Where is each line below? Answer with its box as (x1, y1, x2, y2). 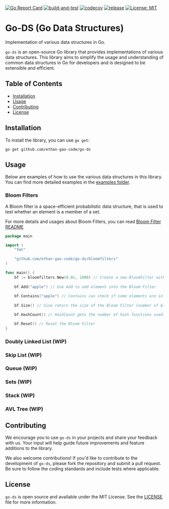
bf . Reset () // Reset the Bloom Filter (14, 321, 96, 326)
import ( (5, 243, 24, 248)
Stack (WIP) (5, 392, 35, 399)
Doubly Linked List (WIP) (5, 338, 67, 345)
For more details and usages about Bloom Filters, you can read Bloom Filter (5, 218, 161, 224)
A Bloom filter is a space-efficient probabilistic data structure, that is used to (5, 203, 163, 209)
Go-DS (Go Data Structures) (5, 23, 124, 34)
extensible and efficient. (5, 65, 55, 71)
